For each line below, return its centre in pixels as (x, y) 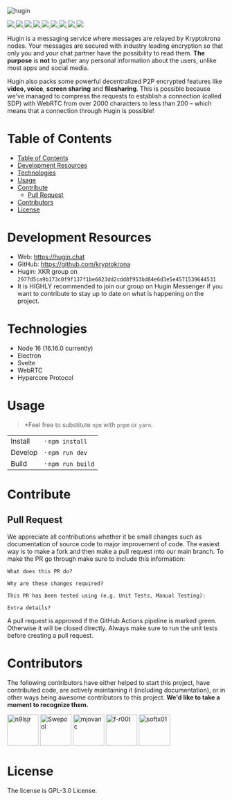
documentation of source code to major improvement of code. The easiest (114, 544)
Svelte (26, 363)
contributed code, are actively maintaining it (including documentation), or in (116, 690)
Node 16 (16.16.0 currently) (55, 348)
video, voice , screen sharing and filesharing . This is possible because (109, 89)
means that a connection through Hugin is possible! (81, 111)
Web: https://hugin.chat (51, 256)
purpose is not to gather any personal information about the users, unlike (112, 60)
